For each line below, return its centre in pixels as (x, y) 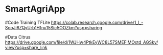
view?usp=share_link (26, 47)
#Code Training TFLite (28, 22)
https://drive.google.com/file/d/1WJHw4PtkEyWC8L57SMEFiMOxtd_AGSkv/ (81, 42)
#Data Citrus (18, 37)
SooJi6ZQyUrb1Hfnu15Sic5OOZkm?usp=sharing (54, 27)
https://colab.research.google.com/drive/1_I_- (97, 22)
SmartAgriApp (35, 9)
